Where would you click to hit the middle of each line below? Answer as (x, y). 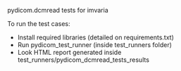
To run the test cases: (39, 24)
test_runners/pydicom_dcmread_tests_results (83, 60)
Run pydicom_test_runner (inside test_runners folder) (95, 45)
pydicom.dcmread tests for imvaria (58, 10)
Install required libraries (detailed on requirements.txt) (96, 37)
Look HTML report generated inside (69, 52)
